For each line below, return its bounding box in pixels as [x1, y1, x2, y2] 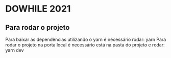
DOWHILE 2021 [5, 3, 71, 15]
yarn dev [5, 47, 24, 53]
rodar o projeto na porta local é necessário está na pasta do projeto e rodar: [5, 42, 165, 48]
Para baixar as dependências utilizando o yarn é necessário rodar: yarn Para [5, 36, 166, 42]
